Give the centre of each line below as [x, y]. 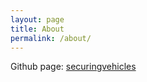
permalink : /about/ [51, 38]
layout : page [37, 19]
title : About [37, 29]
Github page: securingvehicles [73, 67]
